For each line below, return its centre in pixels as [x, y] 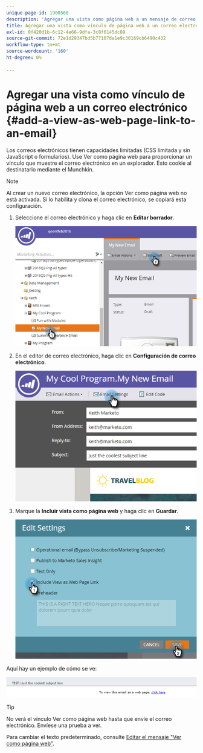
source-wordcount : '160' [37, 51]
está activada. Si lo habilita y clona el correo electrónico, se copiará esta [96, 199]
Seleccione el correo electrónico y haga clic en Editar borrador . [95, 217]
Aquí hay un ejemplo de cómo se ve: [52, 668]
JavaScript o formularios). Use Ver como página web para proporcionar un [99, 156]
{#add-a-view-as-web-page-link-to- [101, 120]
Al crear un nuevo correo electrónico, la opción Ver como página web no [97, 193]
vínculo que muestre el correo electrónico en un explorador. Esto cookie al [99, 163]
